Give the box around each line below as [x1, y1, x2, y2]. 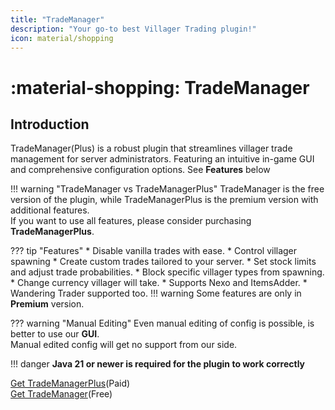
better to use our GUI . [10, 328, 100, 340]
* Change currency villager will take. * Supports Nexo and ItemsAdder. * [10, 277, 308, 289]
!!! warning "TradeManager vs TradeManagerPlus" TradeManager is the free [10, 183, 325, 195]
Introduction [10, 116, 90, 133]
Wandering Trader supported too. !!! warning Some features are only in [10, 287, 302, 300]
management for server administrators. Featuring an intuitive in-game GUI [10, 153, 315, 165]
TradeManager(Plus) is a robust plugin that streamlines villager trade [10, 142, 293, 155]
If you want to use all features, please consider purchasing [10, 215, 252, 227]
